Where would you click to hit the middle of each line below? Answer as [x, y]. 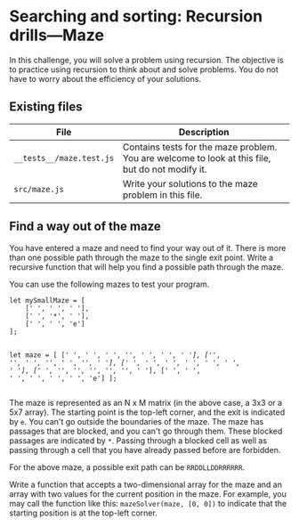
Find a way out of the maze [85, 227]
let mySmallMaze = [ [48, 300]
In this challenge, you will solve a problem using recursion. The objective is [146, 60]
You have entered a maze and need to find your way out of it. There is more [148, 247]
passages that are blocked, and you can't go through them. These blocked [146, 431]
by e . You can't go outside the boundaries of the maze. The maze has [137, 421]
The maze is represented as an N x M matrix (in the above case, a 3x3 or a [146, 402]
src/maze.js [39, 189]
